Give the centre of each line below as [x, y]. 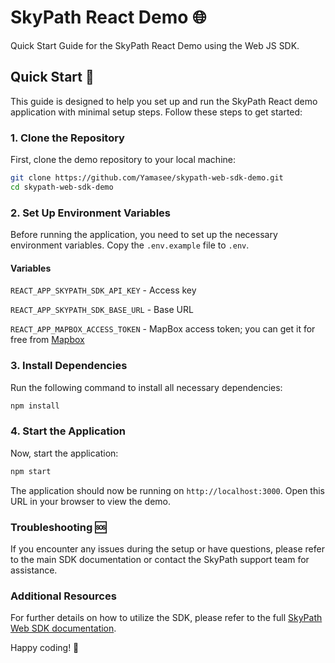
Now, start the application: [64, 453]
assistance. [34, 570]
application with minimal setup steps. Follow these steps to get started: [156, 112]
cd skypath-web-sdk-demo [62, 187]
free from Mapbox [47, 340]
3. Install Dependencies [69, 366]
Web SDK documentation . [63, 628]
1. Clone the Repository [67, 138]
